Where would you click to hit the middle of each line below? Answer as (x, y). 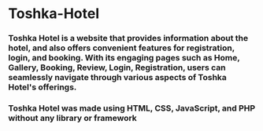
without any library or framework (73, 118)
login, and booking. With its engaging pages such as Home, (124, 58)
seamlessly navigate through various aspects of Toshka (117, 78)
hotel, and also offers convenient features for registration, (121, 48)
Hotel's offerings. (43, 87)
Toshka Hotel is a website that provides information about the (128, 38)
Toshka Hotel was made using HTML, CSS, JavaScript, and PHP (132, 108)
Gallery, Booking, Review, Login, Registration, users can (117, 67)
